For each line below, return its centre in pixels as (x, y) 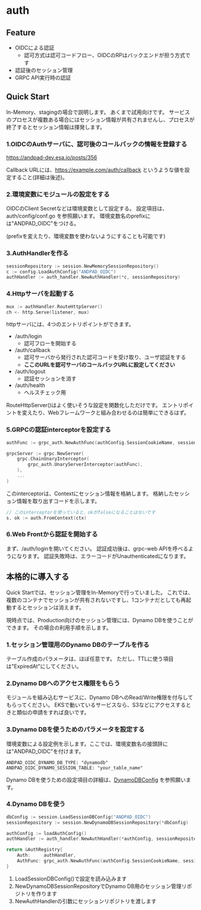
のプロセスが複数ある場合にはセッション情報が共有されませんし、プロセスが (100, 119)
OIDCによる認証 (35, 48)
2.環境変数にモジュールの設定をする (58, 194)
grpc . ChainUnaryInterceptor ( (53, 459)
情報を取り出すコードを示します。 (58, 501)
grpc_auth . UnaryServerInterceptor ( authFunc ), (86, 465)
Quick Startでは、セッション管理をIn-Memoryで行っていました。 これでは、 (100, 592)
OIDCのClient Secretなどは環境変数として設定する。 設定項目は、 (87, 209)
